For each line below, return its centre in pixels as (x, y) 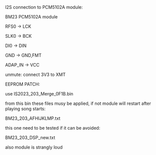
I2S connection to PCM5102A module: (44, 7)
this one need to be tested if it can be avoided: (53, 128)
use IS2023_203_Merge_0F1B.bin (39, 94)
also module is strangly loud (34, 147)
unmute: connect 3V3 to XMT (36, 75)
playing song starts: (25, 109)
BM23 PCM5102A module (32, 17)
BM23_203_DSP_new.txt (30, 138)
